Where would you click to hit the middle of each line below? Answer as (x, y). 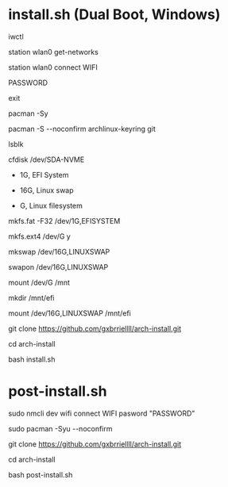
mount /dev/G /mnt (39, 282)
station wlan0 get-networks (54, 52)
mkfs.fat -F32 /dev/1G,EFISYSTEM (64, 220)
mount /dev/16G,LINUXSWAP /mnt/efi (70, 313)
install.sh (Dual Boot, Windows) (114, 15)
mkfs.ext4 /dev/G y (40, 236)
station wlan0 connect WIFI (53, 67)
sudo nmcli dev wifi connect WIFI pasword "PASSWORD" (102, 413)
